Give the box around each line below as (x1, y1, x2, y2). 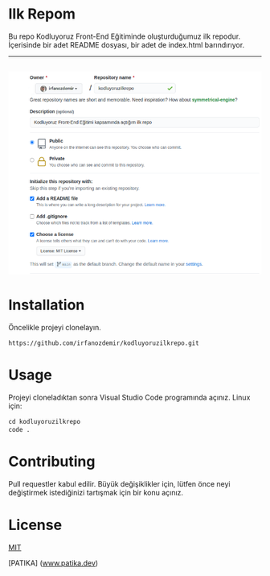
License (8, 516, 63, 534)
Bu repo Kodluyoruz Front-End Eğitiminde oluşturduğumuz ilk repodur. (8, 31, 241, 41)
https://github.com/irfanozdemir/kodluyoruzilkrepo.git (8, 339, 199, 347)
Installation (8, 296, 85, 314)
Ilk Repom (8, 5, 76, 23)
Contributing (8, 453, 96, 471)
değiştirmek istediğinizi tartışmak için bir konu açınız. (8, 487, 183, 497)
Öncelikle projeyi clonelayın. (8, 323, 102, 333)
